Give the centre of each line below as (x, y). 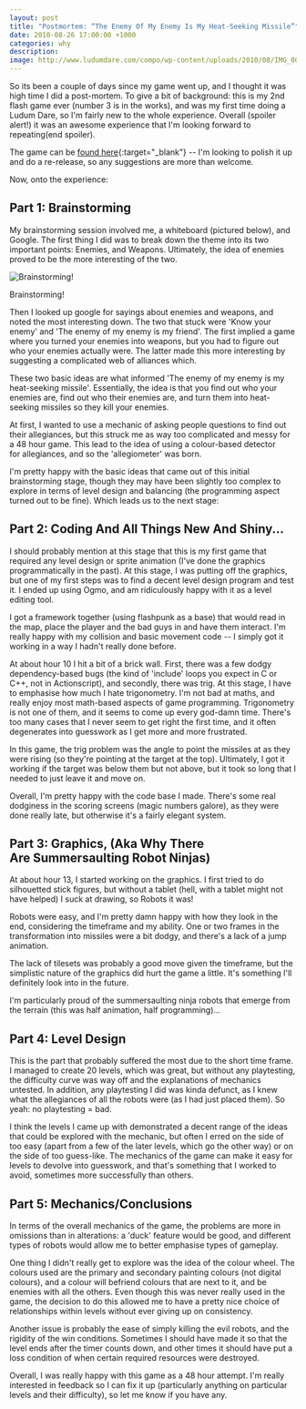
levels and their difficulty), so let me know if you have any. (118, 1395)
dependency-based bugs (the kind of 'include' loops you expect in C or (143, 673)
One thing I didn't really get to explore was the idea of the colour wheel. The (152, 1263)
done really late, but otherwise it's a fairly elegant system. (118, 815)
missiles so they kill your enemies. (105, 407)
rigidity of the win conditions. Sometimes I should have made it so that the (148, 1339)
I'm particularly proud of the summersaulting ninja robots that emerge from (150, 1001)
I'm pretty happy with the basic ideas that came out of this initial (130, 471)
